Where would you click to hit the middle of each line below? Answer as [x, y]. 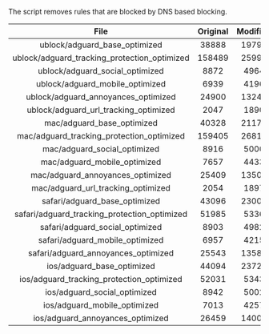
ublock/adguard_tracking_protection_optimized [101, 58]
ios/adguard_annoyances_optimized [101, 318]
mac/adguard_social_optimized [101, 149]
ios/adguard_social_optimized [101, 292]
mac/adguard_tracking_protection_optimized [101, 136]
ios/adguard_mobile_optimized [100, 305]
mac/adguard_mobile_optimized [101, 162]
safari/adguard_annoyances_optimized [101, 253]
